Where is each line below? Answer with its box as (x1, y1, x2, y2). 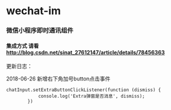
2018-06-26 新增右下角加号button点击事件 (6, 75, 111, 82)
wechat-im (6, 4, 61, 18)
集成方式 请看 (6, 42, 39, 49)
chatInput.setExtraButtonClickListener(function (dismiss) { (6, 87, 161, 93)
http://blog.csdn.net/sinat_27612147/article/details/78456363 (6, 48, 165, 56)
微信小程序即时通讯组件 (6, 27, 73, 35)
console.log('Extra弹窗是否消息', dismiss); (38, 93, 145, 99)
